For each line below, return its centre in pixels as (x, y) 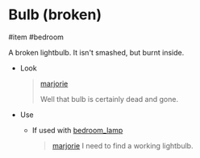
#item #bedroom (36, 37)
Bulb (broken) (55, 15)
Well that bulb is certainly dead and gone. (109, 99)
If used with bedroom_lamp (77, 130)
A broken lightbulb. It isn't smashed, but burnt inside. (96, 52)
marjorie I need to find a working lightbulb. (123, 145)
